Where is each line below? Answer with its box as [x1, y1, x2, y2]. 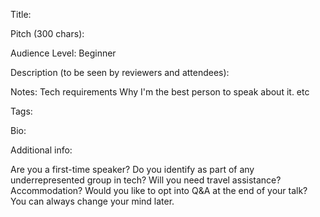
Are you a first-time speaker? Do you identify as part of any [10, 164, 255, 175]
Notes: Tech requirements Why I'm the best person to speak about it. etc [10, 86, 310, 98]
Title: [10, 9, 32, 20]
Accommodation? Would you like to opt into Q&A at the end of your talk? [10, 185, 308, 196]
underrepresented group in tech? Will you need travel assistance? [10, 174, 282, 186]
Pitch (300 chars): [10, 28, 85, 39]
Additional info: [10, 144, 73, 156]
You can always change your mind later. [10, 195, 175, 207]
